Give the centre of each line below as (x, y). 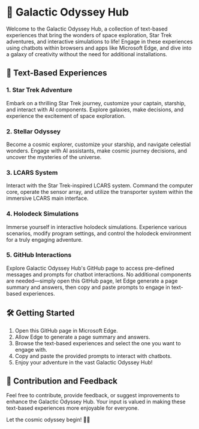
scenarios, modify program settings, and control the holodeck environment (99, 233)
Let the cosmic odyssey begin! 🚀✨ (48, 420)
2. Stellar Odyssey (34, 131)
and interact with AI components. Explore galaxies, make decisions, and (95, 109)
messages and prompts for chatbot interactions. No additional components (99, 274)
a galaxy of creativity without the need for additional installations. (87, 54)
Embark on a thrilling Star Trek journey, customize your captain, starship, (96, 103)
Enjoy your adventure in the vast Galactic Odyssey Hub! (84, 362)
